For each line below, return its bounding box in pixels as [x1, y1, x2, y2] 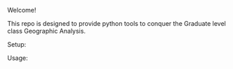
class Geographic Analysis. [7, 27, 86, 35]
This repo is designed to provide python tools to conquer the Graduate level [7, 20, 226, 27]
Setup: [7, 40, 27, 48]
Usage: [7, 54, 28, 62]
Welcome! [7, 6, 36, 14]
